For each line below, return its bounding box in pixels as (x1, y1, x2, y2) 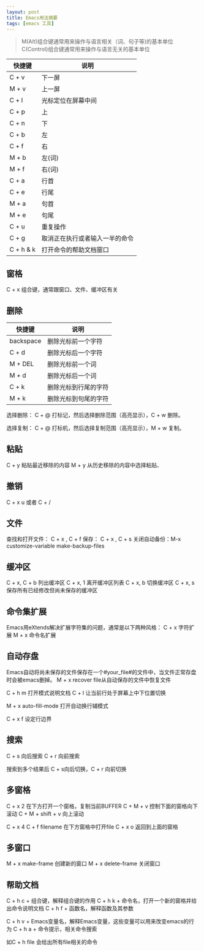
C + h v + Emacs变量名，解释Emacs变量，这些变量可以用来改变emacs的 (6, 918, 189, 925)
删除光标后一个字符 (47, 348, 103, 357)
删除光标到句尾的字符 (47, 394, 109, 403)
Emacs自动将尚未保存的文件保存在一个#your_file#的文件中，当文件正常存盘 (6, 668, 197, 675)
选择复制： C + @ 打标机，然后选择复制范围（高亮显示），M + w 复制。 (6, 424, 185, 432)
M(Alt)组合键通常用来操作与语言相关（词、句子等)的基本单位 (21, 38, 173, 45)
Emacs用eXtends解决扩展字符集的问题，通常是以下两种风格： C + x (6, 624, 178, 631)
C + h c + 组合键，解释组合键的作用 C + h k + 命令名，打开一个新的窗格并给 (6, 897, 197, 904)
